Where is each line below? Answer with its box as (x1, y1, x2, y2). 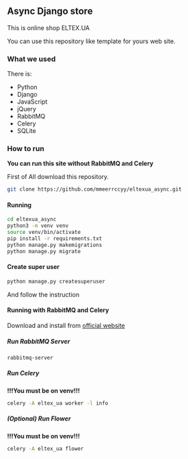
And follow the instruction (7, 290, 80, 298)
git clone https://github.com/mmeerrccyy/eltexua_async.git (7, 186, 183, 193)
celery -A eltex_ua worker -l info (7, 399, 109, 407)
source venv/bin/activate (7, 229, 81, 236)
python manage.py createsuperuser (7, 278, 106, 285)
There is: (7, 70, 32, 78)
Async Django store (7, 5, 94, 17)
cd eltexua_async (7, 216, 57, 223)
